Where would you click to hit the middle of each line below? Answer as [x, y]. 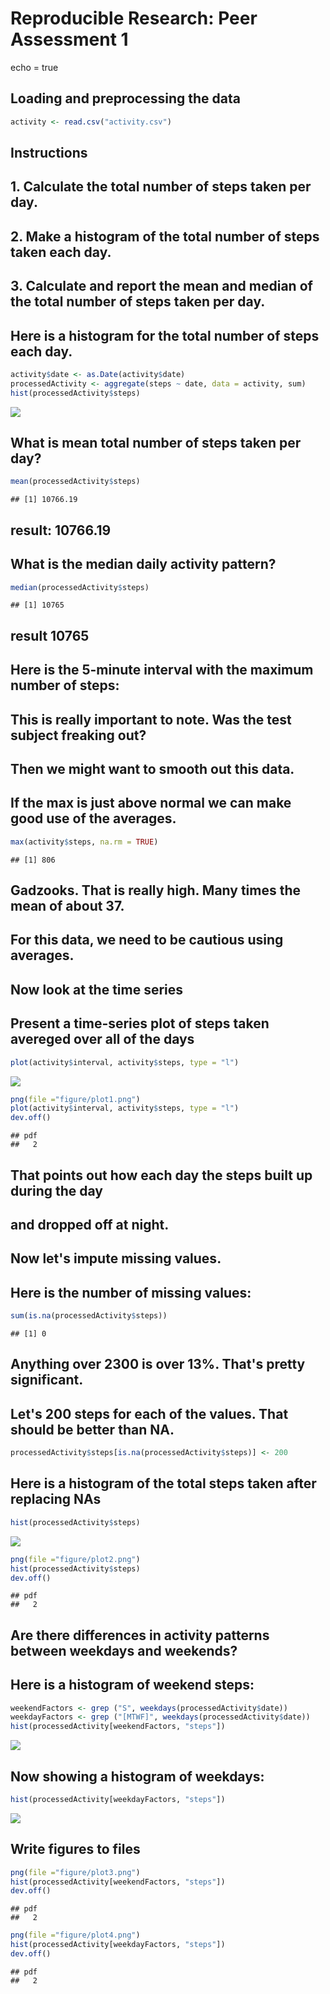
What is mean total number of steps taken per [156, 443]
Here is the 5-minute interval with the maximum [162, 670]
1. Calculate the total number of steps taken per [161, 187]
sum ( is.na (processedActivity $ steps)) [89, 1316]
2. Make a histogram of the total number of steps [165, 236]
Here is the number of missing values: [131, 1292]
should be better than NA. [92, 1429]
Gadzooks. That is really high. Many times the [156, 890]
